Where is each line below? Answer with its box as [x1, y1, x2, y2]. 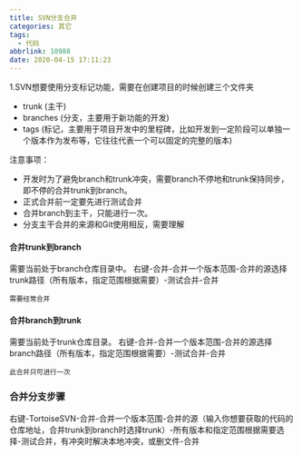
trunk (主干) [22, 101, 67, 112]
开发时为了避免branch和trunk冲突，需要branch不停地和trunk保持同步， [22, 173, 289, 184]
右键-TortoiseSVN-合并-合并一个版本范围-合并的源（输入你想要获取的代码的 [9, 412, 294, 423]
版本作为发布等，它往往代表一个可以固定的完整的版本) [30, 135, 233, 145]
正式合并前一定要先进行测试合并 [22, 196, 142, 207]
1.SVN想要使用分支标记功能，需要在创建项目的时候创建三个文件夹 [9, 82, 254, 92]
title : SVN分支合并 [9, 13, 78, 23]
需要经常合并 [9, 294, 51, 304]
